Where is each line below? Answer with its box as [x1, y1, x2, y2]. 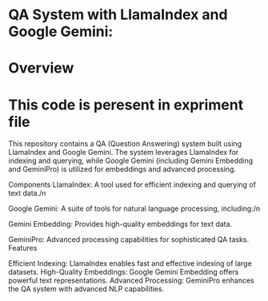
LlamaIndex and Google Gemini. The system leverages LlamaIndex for [8, 148, 239, 157]
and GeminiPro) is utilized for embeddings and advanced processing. [8, 164, 236, 174]
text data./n [8, 188, 46, 198]
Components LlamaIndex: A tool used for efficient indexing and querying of [8, 180, 256, 189]
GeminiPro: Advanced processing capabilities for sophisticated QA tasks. [8, 235, 250, 244]
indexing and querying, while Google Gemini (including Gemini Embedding [8, 156, 254, 165]
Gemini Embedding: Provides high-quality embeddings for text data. [8, 220, 233, 229]
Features [8, 244, 38, 253]
